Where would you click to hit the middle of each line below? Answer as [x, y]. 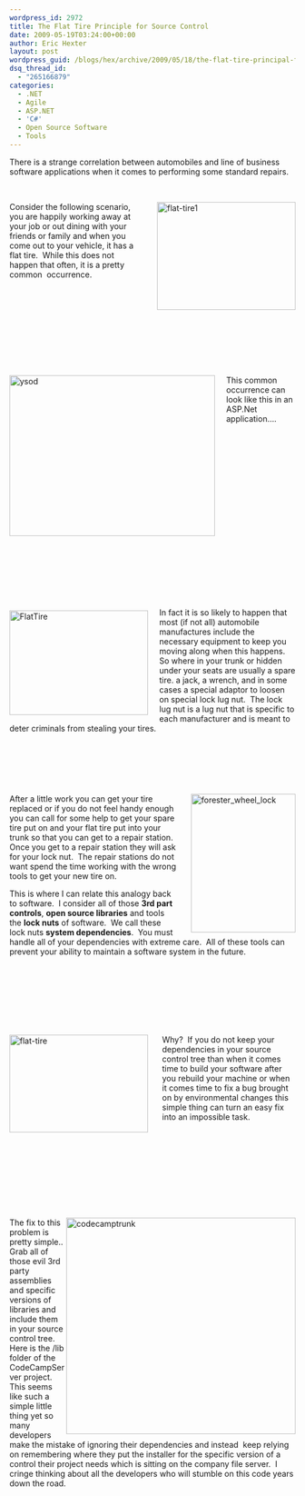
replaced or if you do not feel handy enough [92, 808]
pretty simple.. [36, 1242]
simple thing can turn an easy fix [223, 1107]
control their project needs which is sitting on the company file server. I [143, 1463]
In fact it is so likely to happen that [223, 612]
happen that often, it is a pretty [67, 264]
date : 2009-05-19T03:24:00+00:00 [73, 35]
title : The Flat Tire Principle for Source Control [109, 26]
